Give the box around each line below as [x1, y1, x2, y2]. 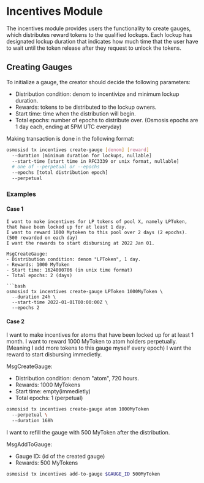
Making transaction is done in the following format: [6, 135, 135, 142]
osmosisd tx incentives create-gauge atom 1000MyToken [6, 406, 149, 412]
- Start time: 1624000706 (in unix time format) [6, 267, 133, 273]
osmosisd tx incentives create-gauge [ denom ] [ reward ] [6, 146, 149, 153]
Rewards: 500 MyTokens [15, 459, 78, 466]
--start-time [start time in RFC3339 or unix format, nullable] [12, 158, 179, 164]
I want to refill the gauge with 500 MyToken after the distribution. [6, 428, 170, 436]
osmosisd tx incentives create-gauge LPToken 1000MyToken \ [6, 289, 164, 295]
